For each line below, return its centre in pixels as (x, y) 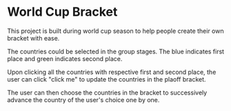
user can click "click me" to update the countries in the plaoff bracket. (107, 79)
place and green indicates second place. (65, 58)
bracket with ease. (33, 38)
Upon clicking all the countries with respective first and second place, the (112, 72)
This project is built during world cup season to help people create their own (115, 31)
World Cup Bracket (62, 12)
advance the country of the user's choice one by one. (83, 99)
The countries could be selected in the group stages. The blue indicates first (116, 51)
